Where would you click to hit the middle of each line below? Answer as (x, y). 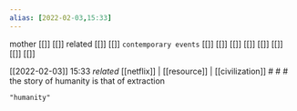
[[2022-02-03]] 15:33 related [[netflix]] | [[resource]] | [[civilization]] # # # (149, 71)
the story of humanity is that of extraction (87, 81)
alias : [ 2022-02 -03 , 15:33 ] (61, 18)
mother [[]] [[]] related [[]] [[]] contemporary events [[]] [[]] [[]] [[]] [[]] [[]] (147, 44)
